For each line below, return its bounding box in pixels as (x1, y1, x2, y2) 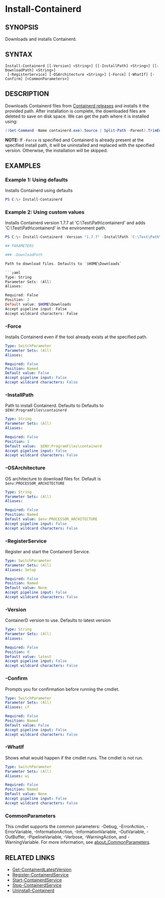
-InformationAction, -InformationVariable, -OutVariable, (34, 829, 146, 835)
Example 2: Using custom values (5, 208, 85, 215)
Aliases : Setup (5, 567, 36, 572)
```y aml (5, 270, 21, 275)
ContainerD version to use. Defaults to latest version (5, 617, 111, 623)
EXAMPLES (5, 161, 41, 170)
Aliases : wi (5, 773, 29, 778)
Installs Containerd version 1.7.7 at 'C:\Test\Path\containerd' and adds (5, 220, 146, 226)
